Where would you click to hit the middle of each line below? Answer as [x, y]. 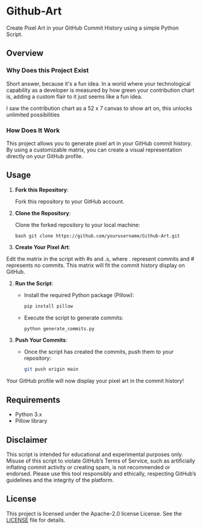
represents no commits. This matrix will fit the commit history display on [96, 265]
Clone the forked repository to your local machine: [77, 225]
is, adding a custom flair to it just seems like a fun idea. [74, 96]
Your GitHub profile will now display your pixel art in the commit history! [95, 381]
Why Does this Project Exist [48, 71]
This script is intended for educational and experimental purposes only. [95, 454]
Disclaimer [27, 440]
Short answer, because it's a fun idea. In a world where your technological [99, 83]
